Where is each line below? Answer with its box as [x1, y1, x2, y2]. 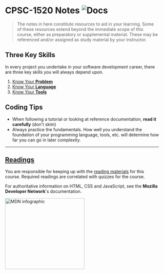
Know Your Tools [12, 89, 47, 95]
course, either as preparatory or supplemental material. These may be [17, 31, 158, 37]
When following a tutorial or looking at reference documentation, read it [12, 116, 157, 122]
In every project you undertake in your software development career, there [5, 64, 155, 69]
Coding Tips [5, 103, 43, 112]
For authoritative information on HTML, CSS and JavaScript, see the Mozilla [5, 183, 158, 189]
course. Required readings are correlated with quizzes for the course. [5, 174, 145, 180]
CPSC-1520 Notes [5, 5, 80, 16]
